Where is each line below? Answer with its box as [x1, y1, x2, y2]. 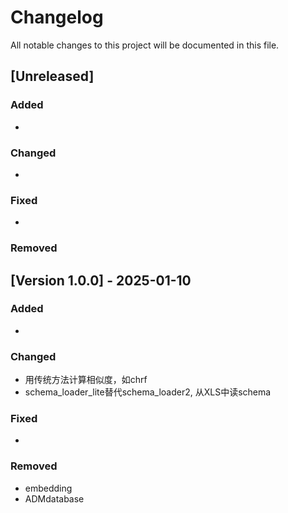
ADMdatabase [24, 492, 85, 505]
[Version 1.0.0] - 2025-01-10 [10, 272, 192, 289]
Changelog [10, 6, 104, 29]
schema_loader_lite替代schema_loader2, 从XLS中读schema [24, 386, 272, 398]
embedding [24, 482, 73, 494]
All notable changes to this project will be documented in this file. [10, 39, 280, 51]
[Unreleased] [10, 68, 95, 85]
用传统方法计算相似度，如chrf [24, 374, 148, 386]
